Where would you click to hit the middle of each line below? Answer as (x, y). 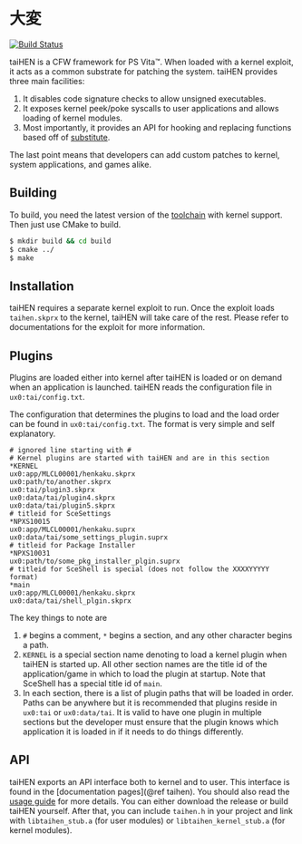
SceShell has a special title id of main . (93, 684)
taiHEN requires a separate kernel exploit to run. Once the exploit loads (142, 308)
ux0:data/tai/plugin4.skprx (63, 498)
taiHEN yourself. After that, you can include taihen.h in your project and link (151, 810)
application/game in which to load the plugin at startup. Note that (144, 674)
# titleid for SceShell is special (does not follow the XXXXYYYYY (140, 569)
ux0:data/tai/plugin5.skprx (63, 506)
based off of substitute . (66, 137)
